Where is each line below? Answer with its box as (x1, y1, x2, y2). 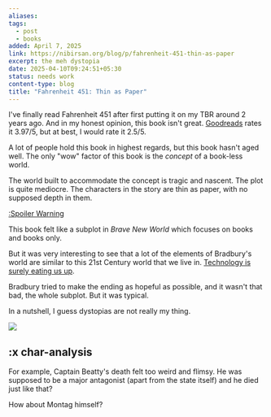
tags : (8, 20, 27, 28)
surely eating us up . (8, 266, 75, 276)
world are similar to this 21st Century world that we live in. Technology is (8, 258, 251, 267)
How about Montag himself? (8, 400, 103, 410)
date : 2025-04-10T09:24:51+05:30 (8, 65, 122, 73)
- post (15, 27, 38, 35)
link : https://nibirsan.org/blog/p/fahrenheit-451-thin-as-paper (8, 50, 234, 58)
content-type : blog (8, 80, 75, 88)
